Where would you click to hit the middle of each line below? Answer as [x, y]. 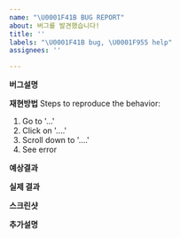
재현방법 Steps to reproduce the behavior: [85, 104]
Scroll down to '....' [56, 140]
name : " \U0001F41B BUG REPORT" [67, 17]
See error [39, 150]
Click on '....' [44, 131]
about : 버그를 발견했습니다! [55, 26]
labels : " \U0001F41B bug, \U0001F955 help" [91, 42]
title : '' [27, 34]
